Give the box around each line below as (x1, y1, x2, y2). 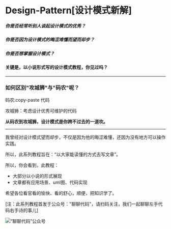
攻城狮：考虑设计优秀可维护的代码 (5, 107, 77, 113)
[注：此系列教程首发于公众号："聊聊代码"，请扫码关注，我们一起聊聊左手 (5, 201, 159, 207)
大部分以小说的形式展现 (12, 173, 62, 179)
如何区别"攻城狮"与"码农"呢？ (5, 84, 80, 92)
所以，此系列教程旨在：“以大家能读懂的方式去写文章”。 (5, 151, 121, 157)
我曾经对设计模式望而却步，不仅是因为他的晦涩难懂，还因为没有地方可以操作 (5, 134, 166, 140)
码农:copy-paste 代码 (5, 97, 50, 103)
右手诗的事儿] (9, 207, 39, 213)
